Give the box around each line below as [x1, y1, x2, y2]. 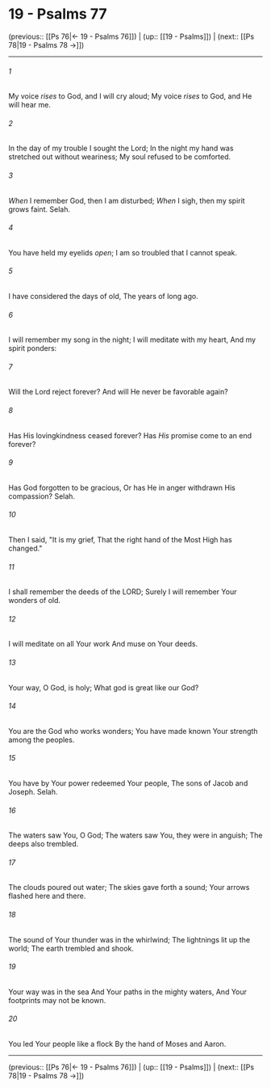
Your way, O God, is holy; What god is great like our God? [8, 682, 199, 692]
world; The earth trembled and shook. [8, 943, 135, 953]
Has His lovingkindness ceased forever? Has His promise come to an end [8, 430, 252, 441]
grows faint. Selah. [8, 204, 71, 214]
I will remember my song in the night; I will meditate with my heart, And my [8, 335, 256, 344]
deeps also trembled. [8, 839, 79, 849]
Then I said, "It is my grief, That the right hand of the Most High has [8, 534, 232, 544]
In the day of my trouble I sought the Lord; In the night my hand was [8, 143, 234, 154]
